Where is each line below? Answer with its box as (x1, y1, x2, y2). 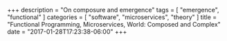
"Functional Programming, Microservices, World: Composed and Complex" (7, 20, 221, 28)
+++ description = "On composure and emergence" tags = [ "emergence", (7, 6, 219, 14)
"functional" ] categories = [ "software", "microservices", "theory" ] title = (7, 13, 217, 21)
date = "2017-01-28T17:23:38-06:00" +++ (7, 27, 127, 36)
